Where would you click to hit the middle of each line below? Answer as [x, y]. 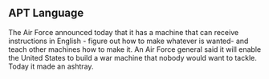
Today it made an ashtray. [51, 66]
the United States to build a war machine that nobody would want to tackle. [132, 57]
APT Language [46, 13]
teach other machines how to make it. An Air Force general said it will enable [135, 49]
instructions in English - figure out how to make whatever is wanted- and [128, 41]
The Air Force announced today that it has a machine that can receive [124, 32]
